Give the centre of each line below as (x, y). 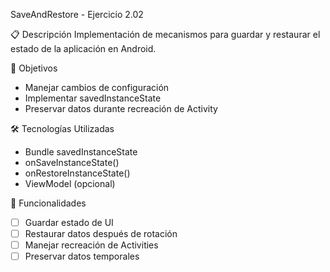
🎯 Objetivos (34, 68)
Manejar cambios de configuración (97, 87)
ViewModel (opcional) (70, 183)
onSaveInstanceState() (72, 162)
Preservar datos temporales (82, 256)
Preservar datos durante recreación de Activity (121, 108)
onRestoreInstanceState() (77, 173)
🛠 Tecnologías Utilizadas (62, 128)
